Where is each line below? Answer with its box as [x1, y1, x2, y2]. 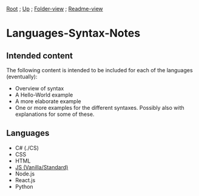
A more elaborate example [15, 98, 81, 105]
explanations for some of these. [15, 110, 95, 118]
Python [15, 183, 33, 190]
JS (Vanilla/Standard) [15, 163, 69, 171]
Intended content [6, 50, 73, 61]
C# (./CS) [15, 144, 39, 151]
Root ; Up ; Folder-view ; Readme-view [6, 5, 103, 12]
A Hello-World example [15, 91, 73, 98]
